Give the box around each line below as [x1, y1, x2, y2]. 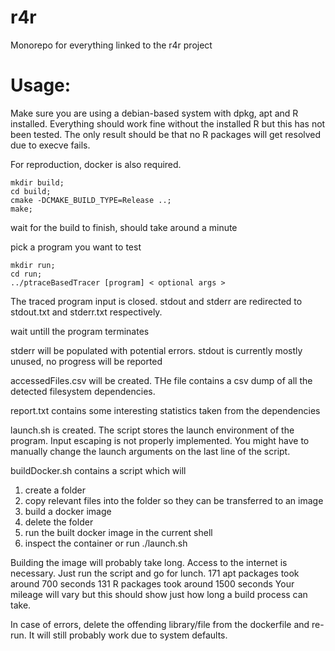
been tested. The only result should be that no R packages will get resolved [10, 128, 322, 140]
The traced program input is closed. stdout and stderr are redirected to [10, 295, 303, 307]
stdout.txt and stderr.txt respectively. [10, 306, 163, 318]
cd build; [10, 186, 52, 196]
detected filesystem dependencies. [10, 385, 156, 397]
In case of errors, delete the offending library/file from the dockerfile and [10, 618, 310, 630]
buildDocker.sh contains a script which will [10, 464, 187, 476]
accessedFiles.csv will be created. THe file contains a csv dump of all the [10, 374, 313, 386]
